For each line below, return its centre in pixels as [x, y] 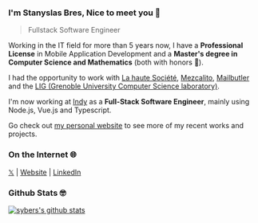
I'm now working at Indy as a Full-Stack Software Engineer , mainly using [129, 102]
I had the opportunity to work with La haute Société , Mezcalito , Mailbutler [129, 78]
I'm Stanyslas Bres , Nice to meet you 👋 [85, 13]
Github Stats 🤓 [37, 193]
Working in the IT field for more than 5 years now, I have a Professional [126, 45]
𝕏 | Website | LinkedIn [45, 172]
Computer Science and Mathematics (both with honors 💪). [106, 62]
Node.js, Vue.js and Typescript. [60, 110]
